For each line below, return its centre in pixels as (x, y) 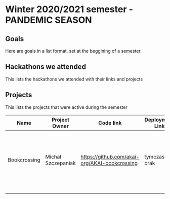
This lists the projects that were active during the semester (67, 107)
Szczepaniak (60, 163)
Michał (53, 156)
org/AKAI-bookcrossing (109, 163)
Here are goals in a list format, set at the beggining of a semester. (73, 51)
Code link (110, 123)
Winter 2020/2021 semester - (69, 9)
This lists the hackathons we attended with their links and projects (74, 79)
